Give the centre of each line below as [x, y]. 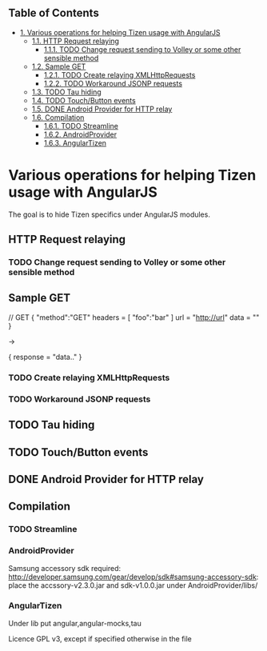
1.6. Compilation [58, 117]
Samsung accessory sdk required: [65, 568]
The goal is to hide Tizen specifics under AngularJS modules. [109, 214]
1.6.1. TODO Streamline [81, 126]
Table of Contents [54, 13]
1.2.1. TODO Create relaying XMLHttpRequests [120, 74]
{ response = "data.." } [45, 357]
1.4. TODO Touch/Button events [84, 100]
